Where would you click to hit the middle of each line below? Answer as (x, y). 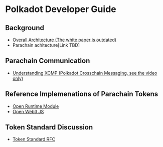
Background (25, 28)
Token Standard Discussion (49, 127)
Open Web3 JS (28, 111)
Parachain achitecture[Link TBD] (46, 45)
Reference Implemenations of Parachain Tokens (82, 94)
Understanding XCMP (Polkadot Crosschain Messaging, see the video (85, 73)
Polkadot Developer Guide (61, 9)
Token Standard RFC (34, 139)
